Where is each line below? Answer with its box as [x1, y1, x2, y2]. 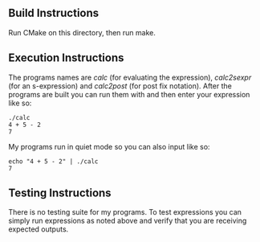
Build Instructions [8, 6, 100, 20]
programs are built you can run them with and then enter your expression [8, 89, 250, 99]
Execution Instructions [8, 51, 124, 65]
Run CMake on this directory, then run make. [8, 27, 156, 37]
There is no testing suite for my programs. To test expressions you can [8, 207, 242, 217]
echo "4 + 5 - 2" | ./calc [8, 157, 99, 166]
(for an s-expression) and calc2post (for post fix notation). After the [8, 80, 233, 91]
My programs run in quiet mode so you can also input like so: [8, 142, 210, 151]
